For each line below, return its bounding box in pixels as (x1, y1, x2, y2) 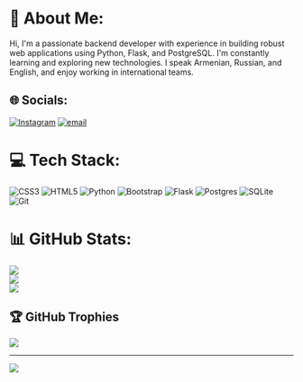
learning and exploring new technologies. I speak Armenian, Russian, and (9, 57, 282, 68)
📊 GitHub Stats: (9, 229, 133, 249)
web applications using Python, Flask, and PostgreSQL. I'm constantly (9, 47, 270, 58)
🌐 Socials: (9, 93, 69, 108)
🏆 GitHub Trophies (9, 310, 120, 325)
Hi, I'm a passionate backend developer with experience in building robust (9, 38, 285, 49)
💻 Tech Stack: (9, 150, 121, 170)
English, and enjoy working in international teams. (9, 67, 194, 77)
